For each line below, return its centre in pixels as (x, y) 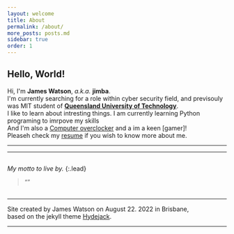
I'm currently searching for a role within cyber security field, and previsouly (115, 98)
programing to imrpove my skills (53, 120)
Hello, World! (36, 74)
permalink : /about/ (36, 26)
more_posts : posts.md (39, 33)
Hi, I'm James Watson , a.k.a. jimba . (59, 91)
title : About (26, 20)
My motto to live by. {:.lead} (47, 169)
